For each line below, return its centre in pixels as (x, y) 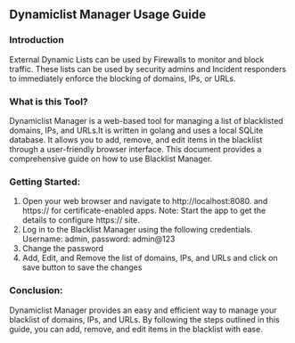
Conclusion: (36, 290)
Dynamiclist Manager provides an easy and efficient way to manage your (143, 310)
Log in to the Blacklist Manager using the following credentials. (137, 230)
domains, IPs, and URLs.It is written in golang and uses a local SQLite (136, 130)
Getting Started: (45, 182)
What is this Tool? (49, 102)
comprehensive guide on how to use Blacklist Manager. (111, 159)
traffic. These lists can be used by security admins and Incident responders (148, 69)
